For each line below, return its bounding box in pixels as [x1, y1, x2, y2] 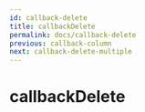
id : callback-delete [9, 13, 88, 23]
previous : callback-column [9, 38, 112, 48]
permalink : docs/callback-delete [9, 30, 137, 39]
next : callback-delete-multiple [9, 47, 132, 56]
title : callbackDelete [9, 22, 96, 31]
